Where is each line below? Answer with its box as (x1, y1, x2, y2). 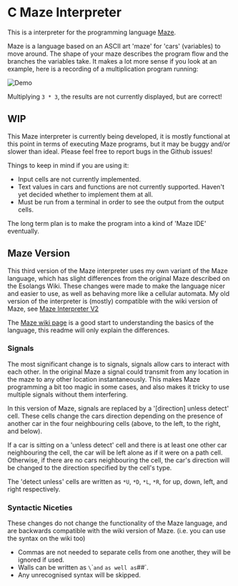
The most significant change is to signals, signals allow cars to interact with (7, 359, 230, 368)
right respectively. (7, 485, 61, 493)
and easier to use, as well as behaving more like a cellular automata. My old (7, 289, 230, 297)
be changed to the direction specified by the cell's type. (7, 463, 172, 472)
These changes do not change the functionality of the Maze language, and (7, 519, 227, 527)
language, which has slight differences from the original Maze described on (7, 274, 230, 282)
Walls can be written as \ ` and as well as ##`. (17, 563, 149, 572)
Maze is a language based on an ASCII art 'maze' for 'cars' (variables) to (7, 41, 222, 50)
